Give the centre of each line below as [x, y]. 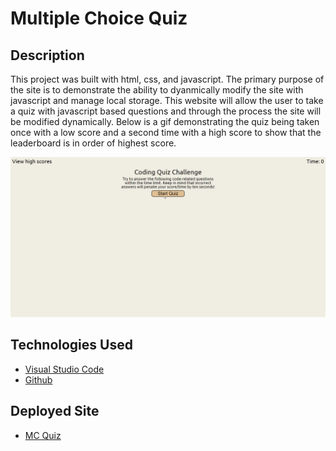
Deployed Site [55, 411]
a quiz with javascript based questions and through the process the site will [166, 111]
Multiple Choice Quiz [99, 18]
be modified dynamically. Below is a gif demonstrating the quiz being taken [165, 121]
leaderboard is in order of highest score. [93, 143]
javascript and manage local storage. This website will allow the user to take [167, 100]
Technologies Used [71, 345]
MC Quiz [43, 435]
